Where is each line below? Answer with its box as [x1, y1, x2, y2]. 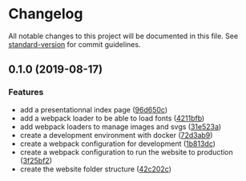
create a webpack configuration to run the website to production [19, 147, 234, 156]
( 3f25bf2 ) [19, 155, 52, 165]
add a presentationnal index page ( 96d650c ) [19, 104, 168, 114]
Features [8, 87, 44, 98]
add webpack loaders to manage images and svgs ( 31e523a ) [19, 121, 222, 132]
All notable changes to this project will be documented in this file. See [8, 31, 239, 41]
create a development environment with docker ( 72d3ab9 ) [19, 130, 213, 140]
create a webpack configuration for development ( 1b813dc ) [19, 139, 216, 148]
